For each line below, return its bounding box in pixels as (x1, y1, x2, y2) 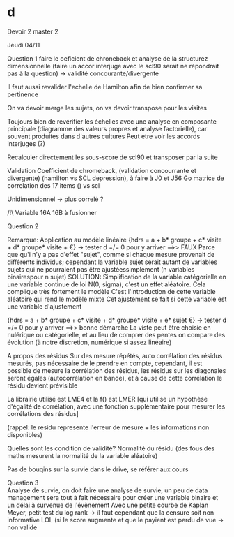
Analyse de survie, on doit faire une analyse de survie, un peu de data (7, 486, 208, 494)
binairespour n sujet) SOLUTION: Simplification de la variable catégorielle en (7, 272, 226, 281)
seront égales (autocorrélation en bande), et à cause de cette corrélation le (7, 374, 223, 382)
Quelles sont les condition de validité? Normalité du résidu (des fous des (7, 444, 215, 453)
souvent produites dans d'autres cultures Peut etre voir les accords (7, 132, 201, 140)
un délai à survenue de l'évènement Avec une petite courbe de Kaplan (7, 501, 209, 509)
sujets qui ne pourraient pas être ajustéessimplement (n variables (7, 265, 195, 273)
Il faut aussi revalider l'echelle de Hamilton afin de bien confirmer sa (7, 82, 203, 91)
